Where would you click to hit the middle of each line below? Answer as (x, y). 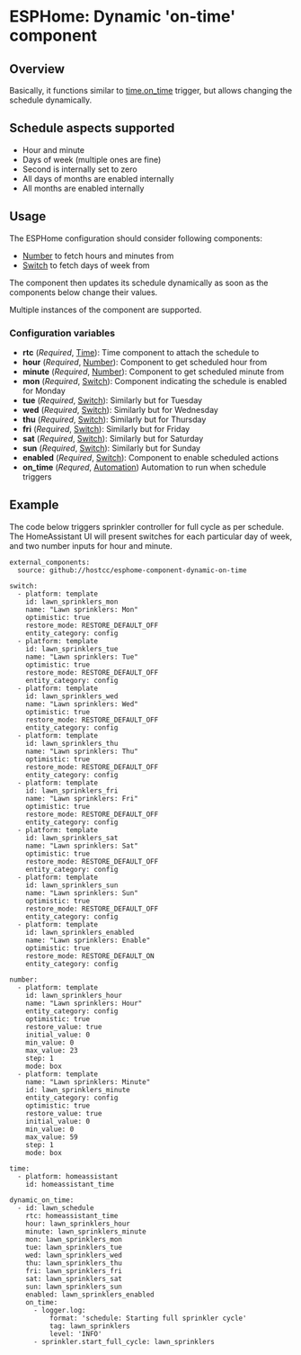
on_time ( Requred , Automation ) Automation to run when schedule (144, 467)
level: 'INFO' (75, 1333)
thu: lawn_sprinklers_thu (74, 1263)
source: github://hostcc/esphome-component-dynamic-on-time (132, 570)
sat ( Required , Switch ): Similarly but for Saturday (113, 438)
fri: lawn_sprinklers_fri (74, 1270)
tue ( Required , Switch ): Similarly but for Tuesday (112, 400)
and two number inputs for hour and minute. (91, 545)
